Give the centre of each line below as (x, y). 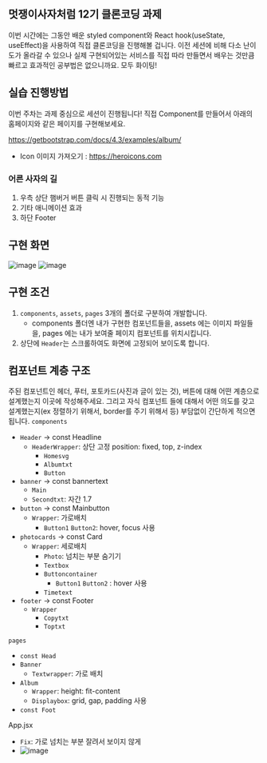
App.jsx (21, 725)
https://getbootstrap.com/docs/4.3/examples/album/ (95, 139)
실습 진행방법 (39, 93)
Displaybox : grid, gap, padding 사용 (89, 701)
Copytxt (56, 618)
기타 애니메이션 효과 (51, 207)
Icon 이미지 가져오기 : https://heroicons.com (90, 156)
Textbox (56, 566)
